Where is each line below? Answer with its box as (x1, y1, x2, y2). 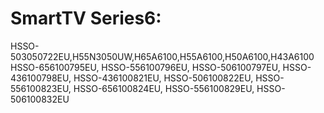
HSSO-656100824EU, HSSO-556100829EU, (73, 82, 255, 94)
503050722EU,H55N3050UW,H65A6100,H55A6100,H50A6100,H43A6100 (10, 50, 315, 62)
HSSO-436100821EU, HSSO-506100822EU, (73, 72, 254, 84)
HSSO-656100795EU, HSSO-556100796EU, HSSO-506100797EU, (10, 61, 281, 73)
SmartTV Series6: (10, 7, 162, 30)
